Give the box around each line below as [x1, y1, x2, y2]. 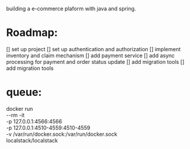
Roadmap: [6, 26, 58, 39]
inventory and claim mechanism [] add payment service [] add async [6, 52, 175, 59]
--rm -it [6, 111, 25, 119]
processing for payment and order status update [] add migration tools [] [6, 58, 185, 65]
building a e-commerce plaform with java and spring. [6, 5, 136, 12]
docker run [6, 105, 33, 112]
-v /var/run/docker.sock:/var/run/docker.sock [6, 131, 117, 138]
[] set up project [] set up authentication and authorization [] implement [6, 45, 181, 52]
